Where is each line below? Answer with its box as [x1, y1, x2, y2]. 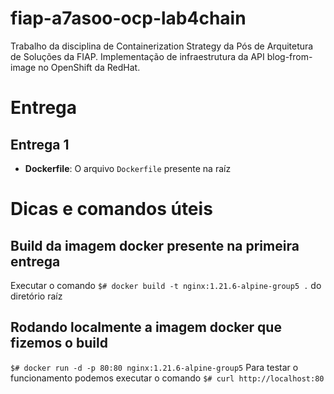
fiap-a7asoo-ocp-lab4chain [10, 7, 247, 30]
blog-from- [266, 50, 313, 62]
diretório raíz [10, 290, 63, 302]
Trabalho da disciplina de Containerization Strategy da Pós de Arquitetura [10, 40, 314, 52]
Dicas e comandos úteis [10, 198, 213, 221]
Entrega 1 [10, 136, 70, 153]
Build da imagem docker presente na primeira [10, 237, 300, 254]
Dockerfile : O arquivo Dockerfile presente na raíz [24, 162, 232, 174]
